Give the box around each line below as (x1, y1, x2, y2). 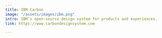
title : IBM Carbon (5, 7, 43, 12)
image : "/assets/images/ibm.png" (5, 12, 75, 17)
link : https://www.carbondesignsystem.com (5, 21, 95, 26)
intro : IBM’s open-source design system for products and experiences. (5, 16, 157, 21)
